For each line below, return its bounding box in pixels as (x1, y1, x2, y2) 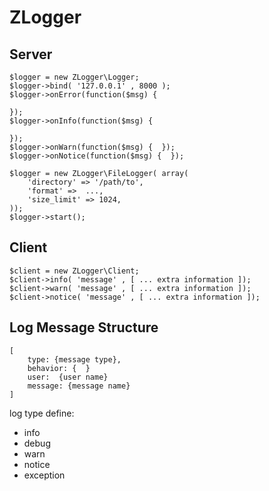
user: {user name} (27, 372, 109, 382)
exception (23, 469, 66, 481)
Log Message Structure (9, 319, 159, 336)
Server (9, 46, 53, 63)
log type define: (9, 407, 75, 419)
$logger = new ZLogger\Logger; (9, 72, 140, 82)
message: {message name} (27, 381, 131, 391)
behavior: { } (27, 363, 91, 373)
